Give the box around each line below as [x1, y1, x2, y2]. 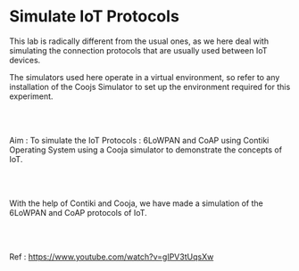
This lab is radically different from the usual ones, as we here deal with [9, 36, 270, 46]
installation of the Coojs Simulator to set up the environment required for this [9, 81, 291, 92]
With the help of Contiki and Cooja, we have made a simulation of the [9, 198, 263, 209]
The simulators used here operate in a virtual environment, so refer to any [9, 71, 280, 82]
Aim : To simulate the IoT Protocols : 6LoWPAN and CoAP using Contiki [9, 135, 270, 145]
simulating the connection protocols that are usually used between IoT [9, 45, 268, 55]
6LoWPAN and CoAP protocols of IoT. [9, 207, 147, 218]
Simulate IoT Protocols [9, 6, 180, 27]
